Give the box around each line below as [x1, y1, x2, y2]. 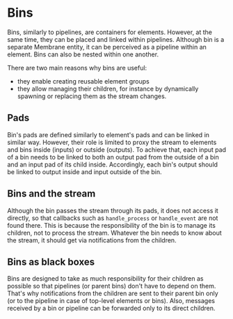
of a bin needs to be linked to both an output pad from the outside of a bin [7, 153, 219, 161]
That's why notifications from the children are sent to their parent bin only [7, 289, 219, 297]
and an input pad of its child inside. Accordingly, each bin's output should [7, 160, 218, 169]
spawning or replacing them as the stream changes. [17, 92, 167, 100]
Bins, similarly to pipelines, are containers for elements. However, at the [7, 28, 213, 36]
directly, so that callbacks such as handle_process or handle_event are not [7, 214, 218, 222]
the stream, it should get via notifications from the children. [7, 235, 177, 244]
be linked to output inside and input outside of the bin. [7, 167, 162, 176]
